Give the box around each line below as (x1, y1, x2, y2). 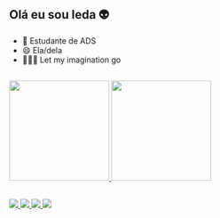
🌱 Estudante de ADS (21, 35, 97, 46)
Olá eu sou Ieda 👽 (9, 7, 110, 22)
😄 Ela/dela (21, 44, 63, 55)
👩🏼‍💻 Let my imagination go (21, 54, 122, 65)
